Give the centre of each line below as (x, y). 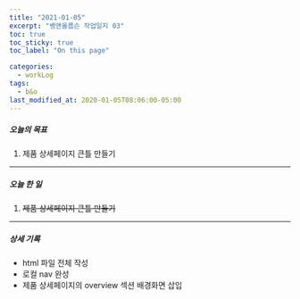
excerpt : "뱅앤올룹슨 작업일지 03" (67, 26)
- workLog (35, 75)
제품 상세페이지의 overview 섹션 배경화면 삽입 (102, 286)
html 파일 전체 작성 (55, 263)
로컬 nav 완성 (46, 274)
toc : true (28, 34)
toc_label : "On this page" (59, 51)
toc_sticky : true (42, 42)
